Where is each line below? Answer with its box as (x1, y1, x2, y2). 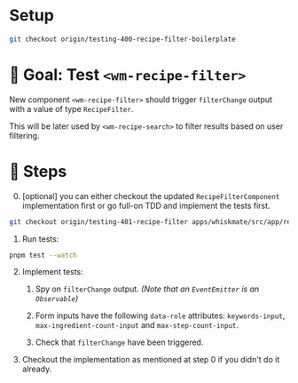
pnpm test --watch (9, 251, 77, 259)
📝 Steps (9, 161, 67, 181)
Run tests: (21, 233, 59, 244)
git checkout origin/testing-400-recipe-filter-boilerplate (9, 35, 237, 44)
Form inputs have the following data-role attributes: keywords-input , (35, 310, 286, 321)
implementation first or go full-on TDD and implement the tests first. (21, 200, 271, 211)
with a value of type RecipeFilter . (9, 103, 134, 114)
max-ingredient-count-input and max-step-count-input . (35, 320, 239, 331)
